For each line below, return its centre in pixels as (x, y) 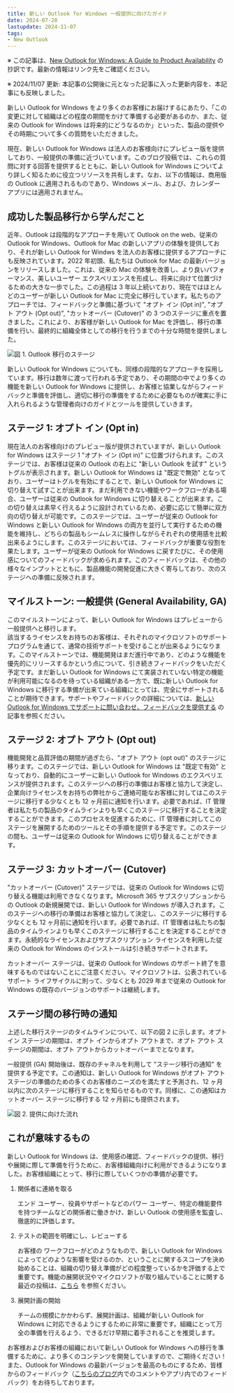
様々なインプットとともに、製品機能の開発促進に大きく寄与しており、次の (114, 568)
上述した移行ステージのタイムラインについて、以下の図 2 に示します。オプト (117, 1032)
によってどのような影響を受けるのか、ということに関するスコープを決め (121, 1259)
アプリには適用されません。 (47, 192)
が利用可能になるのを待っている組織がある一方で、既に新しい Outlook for (113, 680)
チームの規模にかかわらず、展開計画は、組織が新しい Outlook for (110, 1315)
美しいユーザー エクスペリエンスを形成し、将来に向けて (117, 278)
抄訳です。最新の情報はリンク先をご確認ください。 (80, 69)
